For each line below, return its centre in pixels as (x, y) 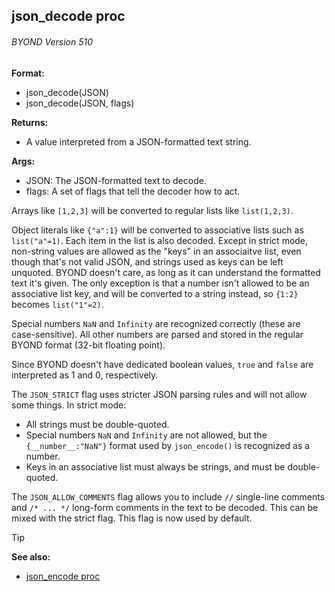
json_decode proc (68, 16)
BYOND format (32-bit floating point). (88, 345)
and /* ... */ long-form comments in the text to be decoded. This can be (165, 507)
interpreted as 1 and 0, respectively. (85, 375)
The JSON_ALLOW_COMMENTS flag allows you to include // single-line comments (168, 496)
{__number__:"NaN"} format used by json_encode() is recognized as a (168, 445)
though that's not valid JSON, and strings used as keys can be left (147, 261)
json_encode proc (63, 576)
